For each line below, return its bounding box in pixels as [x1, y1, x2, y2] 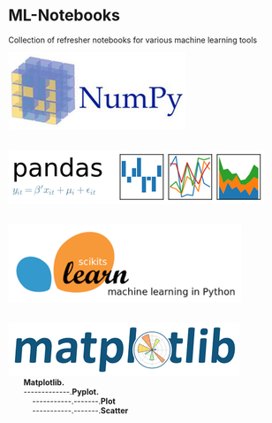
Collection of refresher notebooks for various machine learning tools [8, 35, 258, 45]
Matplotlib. [23, 377, 65, 388]
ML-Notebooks [8, 5, 121, 26]
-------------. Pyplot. [23, 386, 99, 396]
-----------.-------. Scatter [32, 404, 129, 416]
